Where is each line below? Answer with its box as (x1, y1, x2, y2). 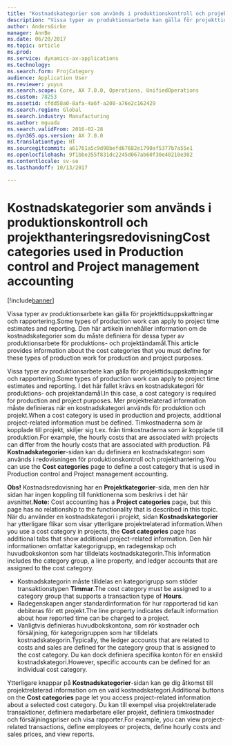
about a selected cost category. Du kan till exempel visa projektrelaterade (7, 700, 216, 708)
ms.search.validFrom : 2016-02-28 (7, 126, 104, 133)
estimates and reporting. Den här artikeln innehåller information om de (7, 324, 207, 332)
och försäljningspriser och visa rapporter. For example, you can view (7, 715, 201, 724)
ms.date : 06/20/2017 (7, 36, 67, 43)
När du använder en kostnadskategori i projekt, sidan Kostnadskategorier (7, 512, 219, 521)
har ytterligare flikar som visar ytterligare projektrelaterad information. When (7, 519, 223, 528)
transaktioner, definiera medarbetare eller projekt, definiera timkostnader (7, 708, 215, 716)
